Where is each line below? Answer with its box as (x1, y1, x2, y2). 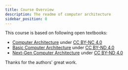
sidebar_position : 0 (5, 16, 48, 21)
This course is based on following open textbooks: (5, 30, 107, 36)
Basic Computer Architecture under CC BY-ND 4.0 (12, 45, 115, 51)
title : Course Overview (5, 7, 54, 12)
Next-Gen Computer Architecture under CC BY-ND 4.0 (12, 50, 123, 56)
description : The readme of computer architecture (5, 12, 111, 17)
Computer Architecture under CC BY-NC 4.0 (12, 39, 102, 45)
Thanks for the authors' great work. (5, 60, 77, 66)
